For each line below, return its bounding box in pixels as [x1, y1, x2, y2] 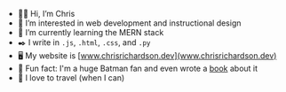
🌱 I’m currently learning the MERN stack [17, 27, 164, 37]
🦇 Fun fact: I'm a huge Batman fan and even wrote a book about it [17, 63, 258, 73]
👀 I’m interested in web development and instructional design [17, 18, 242, 28]
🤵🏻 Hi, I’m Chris [17, 9, 75, 19]
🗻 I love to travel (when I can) [17, 73, 125, 83]
